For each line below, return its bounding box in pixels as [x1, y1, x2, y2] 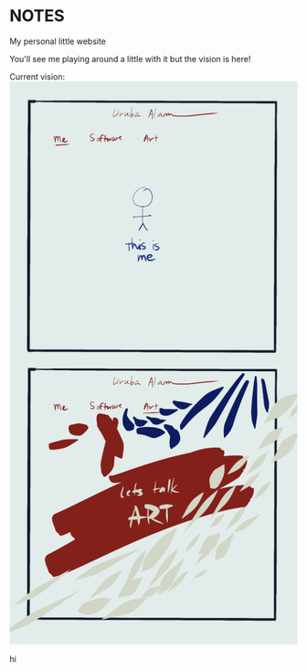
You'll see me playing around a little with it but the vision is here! [9, 53, 251, 64]
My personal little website [9, 36, 107, 47]
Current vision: [9, 70, 66, 82]
